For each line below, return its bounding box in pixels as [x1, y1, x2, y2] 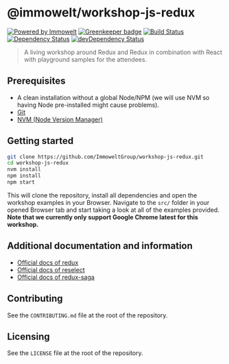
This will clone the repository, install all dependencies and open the [7, 191, 197, 199]
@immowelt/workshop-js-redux [7, 5, 195, 21]
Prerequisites [7, 75, 66, 87]
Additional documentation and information [7, 240, 193, 252]
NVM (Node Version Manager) [16, 115, 103, 123]
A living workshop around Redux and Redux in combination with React [23, 48, 223, 56]
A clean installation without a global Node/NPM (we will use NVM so [16, 93, 210, 101]
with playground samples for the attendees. [23, 55, 147, 63]
